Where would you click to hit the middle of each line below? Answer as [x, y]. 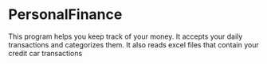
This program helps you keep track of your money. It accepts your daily [126, 36]
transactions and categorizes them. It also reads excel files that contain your [133, 44]
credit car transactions [45, 53]
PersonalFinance [65, 15]
